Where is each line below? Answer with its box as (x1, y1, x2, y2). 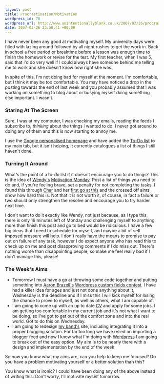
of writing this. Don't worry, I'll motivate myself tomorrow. (5, 374, 121, 380)
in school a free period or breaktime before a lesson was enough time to (5, 49, 150, 55)
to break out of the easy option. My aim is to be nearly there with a (12, 339, 146, 345)
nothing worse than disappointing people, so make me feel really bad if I (5, 248, 150, 254)
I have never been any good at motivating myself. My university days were (5, 39, 155, 44)
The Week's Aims (5, 265, 48, 272)
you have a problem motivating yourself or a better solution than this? (5, 359, 145, 365)
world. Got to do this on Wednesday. (12, 318, 86, 324)
